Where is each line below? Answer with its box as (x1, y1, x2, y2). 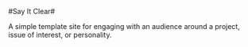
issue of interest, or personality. (8, 31, 112, 39)
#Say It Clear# (8, 7, 56, 16)
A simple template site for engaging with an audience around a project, (8, 22, 240, 31)
